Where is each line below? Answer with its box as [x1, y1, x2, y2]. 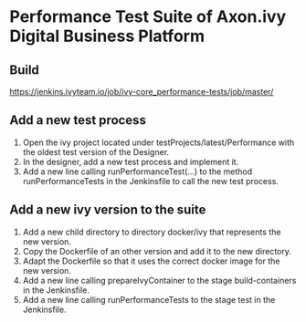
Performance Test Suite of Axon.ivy [9, 6, 286, 27]
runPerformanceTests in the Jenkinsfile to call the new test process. [22, 175, 279, 186]
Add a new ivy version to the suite [9, 203, 206, 218]
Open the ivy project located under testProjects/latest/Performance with [22, 137, 295, 148]
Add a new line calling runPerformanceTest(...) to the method [22, 166, 253, 177]
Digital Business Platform [9, 26, 206, 47]
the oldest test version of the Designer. [22, 146, 170, 157]
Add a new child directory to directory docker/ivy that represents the [22, 226, 281, 237]
